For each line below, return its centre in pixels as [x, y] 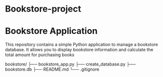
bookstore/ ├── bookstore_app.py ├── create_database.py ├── [70, 64]
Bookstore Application [51, 31]
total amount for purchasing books [40, 55]
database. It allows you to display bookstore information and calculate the [79, 50]
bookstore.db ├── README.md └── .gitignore [52, 69]
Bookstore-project [43, 9]
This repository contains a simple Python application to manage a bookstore [82, 45]
